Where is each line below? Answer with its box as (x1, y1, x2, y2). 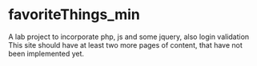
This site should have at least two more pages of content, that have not (8, 40, 243, 49)
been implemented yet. (8, 49, 85, 58)
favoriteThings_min (8, 6, 140, 24)
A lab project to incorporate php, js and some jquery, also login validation (8, 32, 250, 41)
